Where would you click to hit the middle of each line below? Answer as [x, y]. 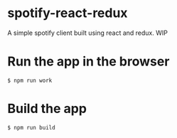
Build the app [47, 109]
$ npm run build [31, 127]
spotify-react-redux [68, 13]
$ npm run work [30, 80]
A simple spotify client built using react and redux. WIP [88, 33]
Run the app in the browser [88, 62]
